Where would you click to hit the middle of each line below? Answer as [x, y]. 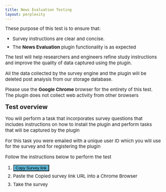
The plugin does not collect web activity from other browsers [72, 95]
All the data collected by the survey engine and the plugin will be [76, 73]
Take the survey [30, 184]
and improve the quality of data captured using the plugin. [69, 63]
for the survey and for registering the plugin [53, 146]
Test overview [27, 107]
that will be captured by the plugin [43, 130]
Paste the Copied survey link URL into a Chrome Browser [75, 176]
